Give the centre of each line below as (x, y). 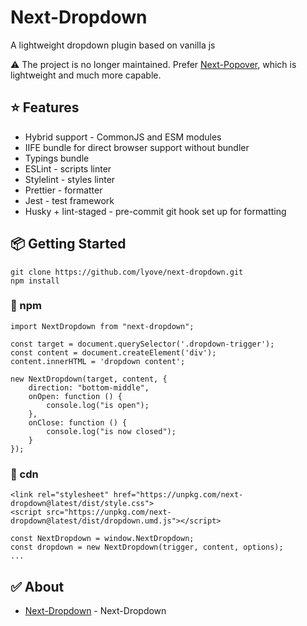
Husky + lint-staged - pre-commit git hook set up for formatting (155, 211)
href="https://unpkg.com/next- (178, 495)
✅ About (37, 586)
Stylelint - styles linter (70, 179)
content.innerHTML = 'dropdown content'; (98, 361)
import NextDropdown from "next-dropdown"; (102, 326)
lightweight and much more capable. (86, 75)
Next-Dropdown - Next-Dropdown (95, 610)
